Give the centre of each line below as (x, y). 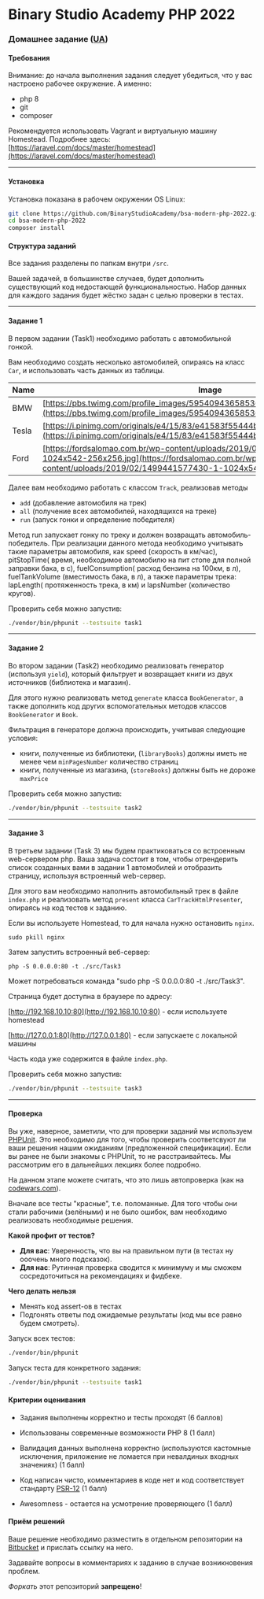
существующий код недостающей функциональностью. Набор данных (127, 287)
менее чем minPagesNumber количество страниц (99, 761)
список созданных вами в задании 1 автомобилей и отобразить (115, 867)
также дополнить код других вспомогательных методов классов (117, 705)
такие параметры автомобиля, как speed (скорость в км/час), (113, 551)
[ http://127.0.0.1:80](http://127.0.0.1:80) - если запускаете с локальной (123, 1035)
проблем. (24, 1571)
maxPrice (34, 779)
